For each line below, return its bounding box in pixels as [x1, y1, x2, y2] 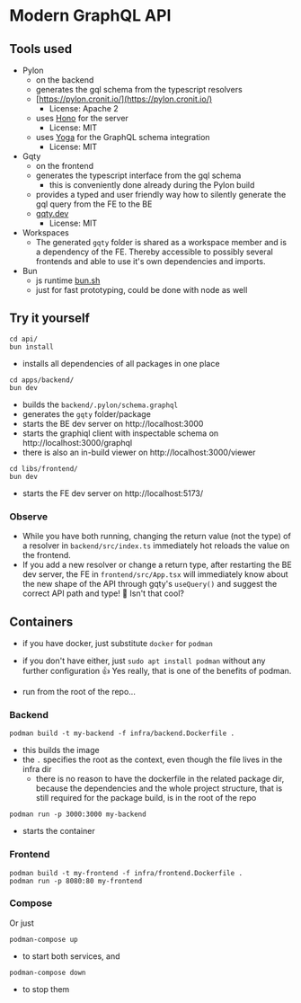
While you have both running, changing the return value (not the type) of [22, 531, 292, 542]
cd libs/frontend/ [9, 464, 78, 473]
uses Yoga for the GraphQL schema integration [35, 132, 210, 142]
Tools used [9, 41, 73, 57]
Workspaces [22, 227, 69, 238]
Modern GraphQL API [9, 5, 172, 26]
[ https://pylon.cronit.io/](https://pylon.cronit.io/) [35, 93, 213, 104]
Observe [9, 510, 49, 522]
